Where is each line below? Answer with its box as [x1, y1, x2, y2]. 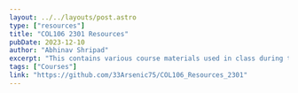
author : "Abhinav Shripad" [9, 46, 109, 55]
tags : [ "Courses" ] [9, 63, 77, 72]
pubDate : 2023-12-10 [9, 37, 86, 47]
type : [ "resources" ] [9, 21, 86, 30]
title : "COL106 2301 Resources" [9, 29, 129, 38]
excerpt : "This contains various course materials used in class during [9, 54, 284, 63]
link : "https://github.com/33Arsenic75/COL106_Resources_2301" [9, 71, 248, 80]
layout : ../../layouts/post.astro [9, 12, 137, 22]
